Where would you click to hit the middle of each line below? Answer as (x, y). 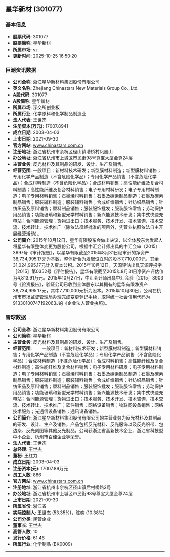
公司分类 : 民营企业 (32, 519)
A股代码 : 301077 (30, 95)
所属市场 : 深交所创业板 (36, 107)
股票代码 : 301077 (30, 36)
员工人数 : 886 (27, 475)
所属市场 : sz (25, 49)
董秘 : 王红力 (25, 456)
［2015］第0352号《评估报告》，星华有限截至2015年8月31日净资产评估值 (88, 271)
